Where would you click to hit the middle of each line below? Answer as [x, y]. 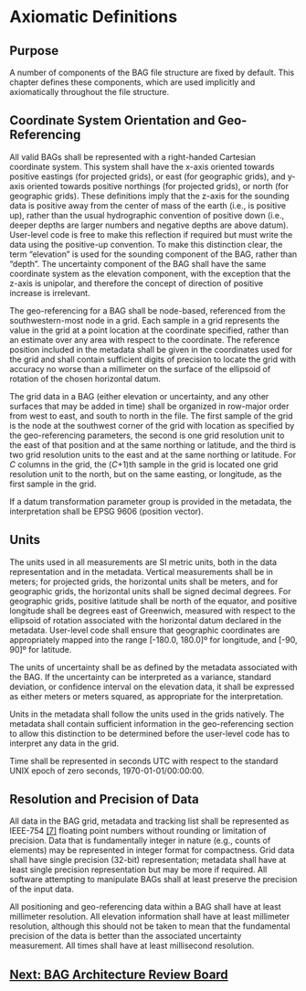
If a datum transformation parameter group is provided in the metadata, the [151, 501]
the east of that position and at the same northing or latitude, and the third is [153, 444]
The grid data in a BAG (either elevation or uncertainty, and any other [139, 396]
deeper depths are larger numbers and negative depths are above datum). [149, 225]
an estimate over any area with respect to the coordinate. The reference [145, 339]
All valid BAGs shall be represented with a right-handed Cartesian [132, 156]
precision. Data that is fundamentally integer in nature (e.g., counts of [140, 841]
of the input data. [42, 890]
